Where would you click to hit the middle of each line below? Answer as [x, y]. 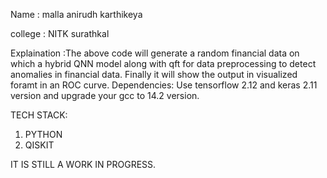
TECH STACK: [39, 115]
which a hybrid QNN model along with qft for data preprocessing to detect [163, 63]
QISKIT [39, 145]
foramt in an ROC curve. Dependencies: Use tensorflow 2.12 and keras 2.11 [164, 85]
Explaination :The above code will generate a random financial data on [155, 53]
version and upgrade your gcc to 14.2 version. [105, 95]
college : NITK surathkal [60, 33]
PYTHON [43, 134]
